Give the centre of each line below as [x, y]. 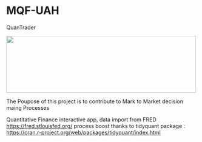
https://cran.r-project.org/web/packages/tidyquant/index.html [83, 132]
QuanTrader [21, 27]
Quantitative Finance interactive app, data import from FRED [81, 120]
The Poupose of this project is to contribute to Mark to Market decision [95, 101]
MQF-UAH [33, 11]
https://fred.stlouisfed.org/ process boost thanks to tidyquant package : [96, 126]
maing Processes [28, 107]
